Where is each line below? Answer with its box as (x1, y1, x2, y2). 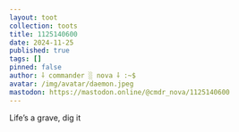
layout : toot (9, 12, 58, 22)
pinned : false (9, 63, 63, 72)
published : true (9, 46, 70, 55)
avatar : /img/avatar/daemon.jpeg (9, 79, 134, 88)
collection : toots (9, 21, 78, 30)
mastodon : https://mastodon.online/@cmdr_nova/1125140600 (9, 87, 230, 96)
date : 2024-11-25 (9, 37, 74, 47)
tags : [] (9, 54, 42, 63)
